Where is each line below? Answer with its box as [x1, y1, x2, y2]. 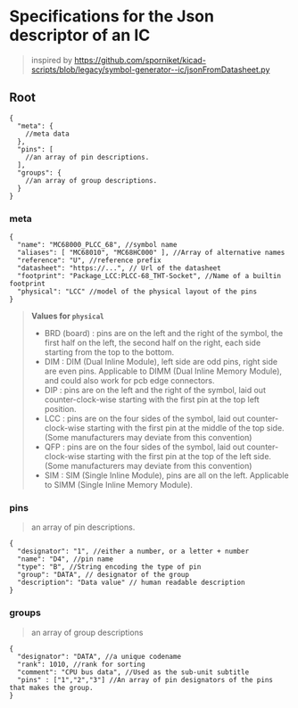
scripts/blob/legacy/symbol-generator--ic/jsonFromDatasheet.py [30, 64, 270, 75]
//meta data [25, 129, 70, 138]
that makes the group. [9, 683, 94, 692]
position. [44, 404, 78, 415]
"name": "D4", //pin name [17, 555, 114, 564]
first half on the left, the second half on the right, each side [44, 337, 261, 349]
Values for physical [30, 310, 104, 322]
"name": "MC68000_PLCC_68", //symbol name [17, 241, 178, 250]
